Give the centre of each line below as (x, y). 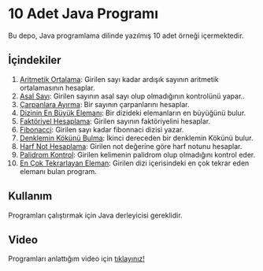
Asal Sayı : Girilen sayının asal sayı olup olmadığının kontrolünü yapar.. (132, 96)
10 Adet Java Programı (83, 14)
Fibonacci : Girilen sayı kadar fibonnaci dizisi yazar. (102, 129)
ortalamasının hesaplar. (57, 87)
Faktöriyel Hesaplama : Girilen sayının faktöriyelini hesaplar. (115, 121)
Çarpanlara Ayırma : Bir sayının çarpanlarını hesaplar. (104, 104)
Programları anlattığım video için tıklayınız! (77, 259)
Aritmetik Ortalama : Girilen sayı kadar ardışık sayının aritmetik (119, 79)
